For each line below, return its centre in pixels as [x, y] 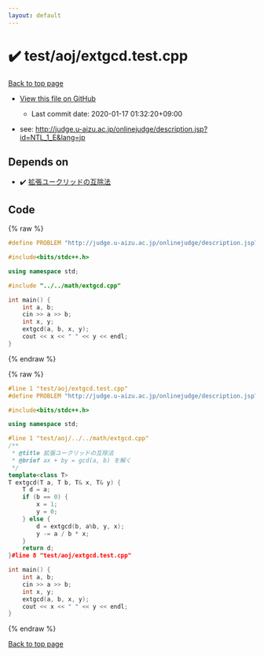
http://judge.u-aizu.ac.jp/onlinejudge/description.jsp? [121, 129]
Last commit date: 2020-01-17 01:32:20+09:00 [107, 113]
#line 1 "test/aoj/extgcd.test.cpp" [68, 388]
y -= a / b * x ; [63, 534]
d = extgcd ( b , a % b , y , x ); [81, 526]
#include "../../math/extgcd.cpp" [65, 285]
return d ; [38, 548]
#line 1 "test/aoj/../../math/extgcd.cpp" [79, 439]
